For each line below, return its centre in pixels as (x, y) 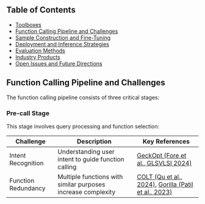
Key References (166, 141)
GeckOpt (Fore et (162, 155)
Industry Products (38, 57)
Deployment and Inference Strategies (62, 44)
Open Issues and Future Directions (59, 63)
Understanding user (86, 152)
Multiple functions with (90, 177)
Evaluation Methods (40, 51)
